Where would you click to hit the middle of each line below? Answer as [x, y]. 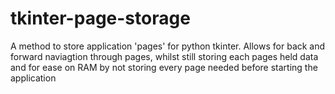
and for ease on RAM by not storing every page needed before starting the [164, 67]
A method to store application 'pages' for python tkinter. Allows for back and [168, 46]
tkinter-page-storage [100, 18]
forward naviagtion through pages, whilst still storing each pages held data [164, 56]
